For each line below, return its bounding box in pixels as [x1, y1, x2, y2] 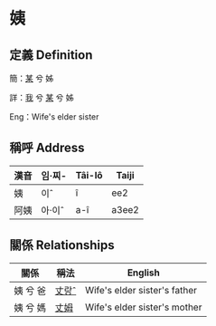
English [127, 266, 161, 279]
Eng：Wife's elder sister [9, 111, 99, 122]
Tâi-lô [75, 168, 103, 181]
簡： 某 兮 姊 [9, 73, 54, 83]
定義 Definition [9, 47, 93, 62]
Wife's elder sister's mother [84, 301, 202, 313]
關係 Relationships [9, 237, 115, 254]
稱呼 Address [9, 140, 85, 156]
